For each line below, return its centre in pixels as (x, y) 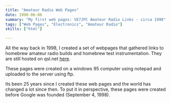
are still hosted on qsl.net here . (38, 59)
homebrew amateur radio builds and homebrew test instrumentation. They (84, 54)
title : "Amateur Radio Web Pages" (42, 10)
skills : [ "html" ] (24, 29)
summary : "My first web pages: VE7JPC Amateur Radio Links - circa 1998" (86, 19)
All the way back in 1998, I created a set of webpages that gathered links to (84, 48)
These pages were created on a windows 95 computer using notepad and (83, 69)
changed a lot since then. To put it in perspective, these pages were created (86, 89)
